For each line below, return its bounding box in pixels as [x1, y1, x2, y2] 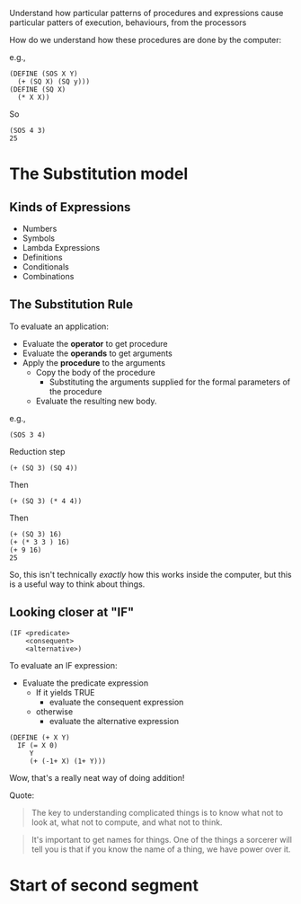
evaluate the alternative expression [49, 715, 180, 726]
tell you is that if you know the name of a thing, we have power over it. [31, 844, 291, 855]
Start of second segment [9, 875, 199, 895]
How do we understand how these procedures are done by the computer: [9, 35, 282, 45]
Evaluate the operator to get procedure [22, 338, 168, 349]
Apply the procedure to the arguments [22, 357, 166, 368]
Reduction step [9, 446, 66, 456]
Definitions [22, 252, 63, 262]
